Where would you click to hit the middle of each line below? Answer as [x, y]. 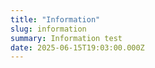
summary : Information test [66, 38]
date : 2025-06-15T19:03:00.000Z [77, 47]
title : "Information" [55, 19]
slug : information [48, 29]
